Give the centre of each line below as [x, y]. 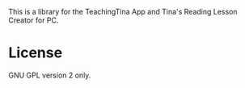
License [36, 53]
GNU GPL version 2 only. [50, 75]
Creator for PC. [34, 20]
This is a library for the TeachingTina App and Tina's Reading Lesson [123, 12]
